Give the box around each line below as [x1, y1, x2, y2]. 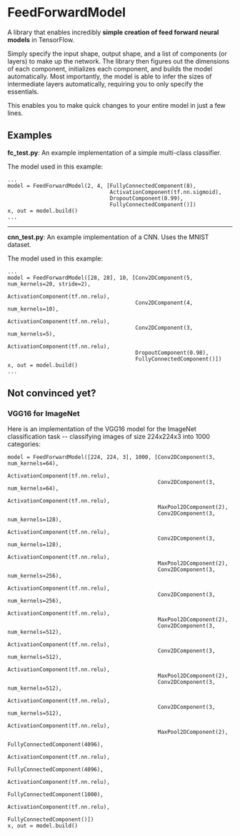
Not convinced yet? [7, 387, 96, 400]
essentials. [7, 87, 39, 96]
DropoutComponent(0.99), [109, 194, 184, 202]
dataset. [7, 240, 32, 248]
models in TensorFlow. [7, 35, 75, 44]
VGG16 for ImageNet [7, 408, 80, 418]
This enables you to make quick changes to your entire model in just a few [7, 101, 226, 109]
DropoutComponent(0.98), [135, 349, 209, 356]
